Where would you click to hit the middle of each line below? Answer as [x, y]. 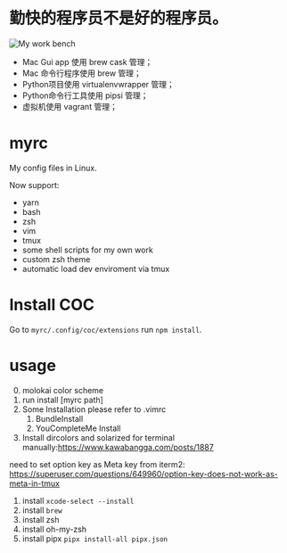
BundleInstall [59, 418]
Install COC [52, 305]
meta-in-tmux [35, 483]
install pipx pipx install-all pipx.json [95, 538]
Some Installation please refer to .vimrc [94, 409]
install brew [42, 510]
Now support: [34, 185]
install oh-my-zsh [54, 529]
